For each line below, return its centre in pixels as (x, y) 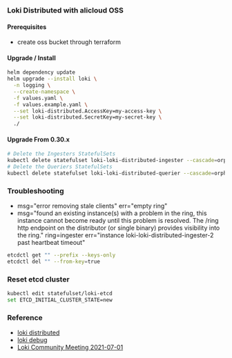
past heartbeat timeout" (51, 243)
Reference (25, 317)
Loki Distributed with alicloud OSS (66, 10)
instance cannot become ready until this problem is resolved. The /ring (118, 221)
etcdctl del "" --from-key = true (54, 262)
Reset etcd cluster (39, 279)
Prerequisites (27, 27)
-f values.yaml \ (38, 98)
